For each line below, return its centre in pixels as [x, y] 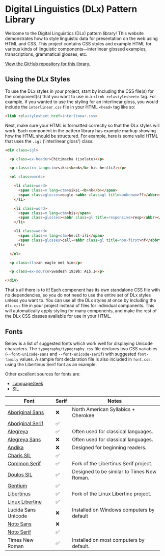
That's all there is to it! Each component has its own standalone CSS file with [82, 290]
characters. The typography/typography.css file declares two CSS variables [81, 348]
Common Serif [24, 463]
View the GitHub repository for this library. [48, 64]
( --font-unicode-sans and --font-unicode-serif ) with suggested [71, 354]
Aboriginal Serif [26, 423]
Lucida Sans [22, 510]
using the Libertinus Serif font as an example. [51, 364]
